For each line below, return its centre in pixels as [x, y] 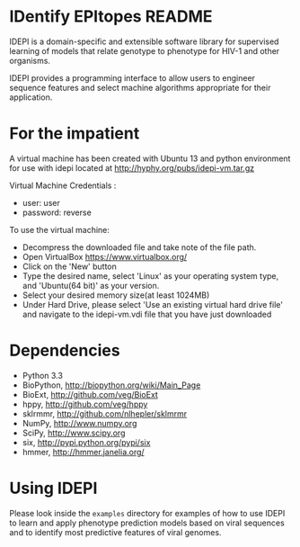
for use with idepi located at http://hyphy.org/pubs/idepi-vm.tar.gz [132, 167]
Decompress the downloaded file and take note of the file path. [139, 247]
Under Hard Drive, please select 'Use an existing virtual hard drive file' [152, 304]
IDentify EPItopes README [111, 17]
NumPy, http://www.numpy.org [79, 423]
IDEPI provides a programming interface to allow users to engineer [132, 77]
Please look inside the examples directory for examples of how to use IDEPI [147, 513]
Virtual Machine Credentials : [63, 185]
